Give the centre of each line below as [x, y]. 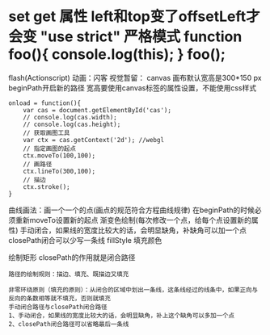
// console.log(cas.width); [70, 117]
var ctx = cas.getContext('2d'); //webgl [93, 140]
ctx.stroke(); [46, 186]
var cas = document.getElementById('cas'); [97, 110]
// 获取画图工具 [46, 133]
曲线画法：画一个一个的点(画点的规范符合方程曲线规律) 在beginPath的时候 [131, 210]
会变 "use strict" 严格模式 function [125, 37]
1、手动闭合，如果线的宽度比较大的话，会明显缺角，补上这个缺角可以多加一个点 [122, 316]
